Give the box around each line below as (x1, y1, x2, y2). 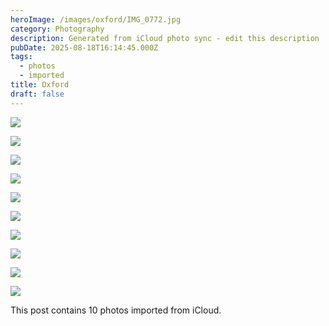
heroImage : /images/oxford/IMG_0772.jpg (10, 14, 182, 25)
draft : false (10, 89, 65, 99)
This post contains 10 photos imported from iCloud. (10, 304, 222, 316)
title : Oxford (10, 80, 70, 90)
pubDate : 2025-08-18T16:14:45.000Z (10, 42, 159, 53)
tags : (10, 52, 33, 62)
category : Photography (10, 24, 105, 34)
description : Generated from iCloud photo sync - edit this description (10, 33, 320, 43)
